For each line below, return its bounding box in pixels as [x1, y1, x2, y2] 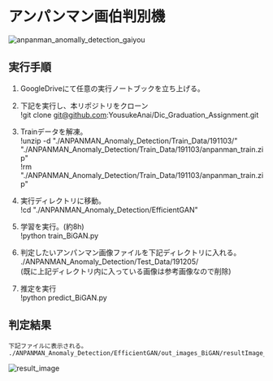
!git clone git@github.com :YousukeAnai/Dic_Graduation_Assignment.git [19, 110, 259, 119]
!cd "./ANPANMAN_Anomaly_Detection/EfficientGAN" [19, 205, 198, 214]
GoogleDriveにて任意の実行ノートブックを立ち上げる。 [19, 83, 205, 93]
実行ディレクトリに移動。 [19, 196, 106, 206]
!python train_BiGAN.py [19, 231, 99, 240]
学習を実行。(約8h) [19, 221, 84, 232]
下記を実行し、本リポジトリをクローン [19, 101, 149, 110]
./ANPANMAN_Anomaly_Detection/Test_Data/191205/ [19, 257, 199, 266]
